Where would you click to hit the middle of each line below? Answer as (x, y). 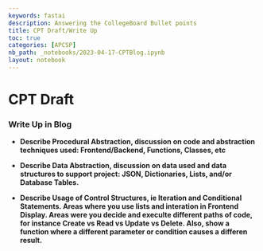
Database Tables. (49, 182)
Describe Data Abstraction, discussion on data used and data (123, 166)
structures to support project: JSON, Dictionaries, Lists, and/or (126, 174)
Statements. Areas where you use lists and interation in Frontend (129, 206)
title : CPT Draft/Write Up (53, 30)
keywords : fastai (37, 16)
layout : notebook (37, 61)
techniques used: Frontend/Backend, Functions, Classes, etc (123, 150)
